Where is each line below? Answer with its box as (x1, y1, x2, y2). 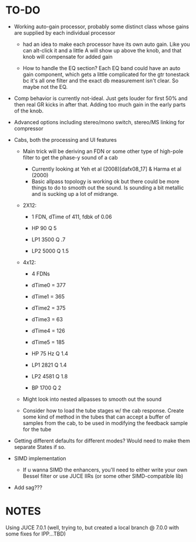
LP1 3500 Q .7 (31, 236, 66, 243)
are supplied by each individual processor (13, 29, 116, 36)
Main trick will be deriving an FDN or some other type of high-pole (22, 148, 184, 155)
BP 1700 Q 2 (31, 384, 62, 391)
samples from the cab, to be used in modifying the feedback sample (22, 419, 188, 427)
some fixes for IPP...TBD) (5, 530, 66, 537)
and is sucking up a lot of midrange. (31, 190, 119, 197)
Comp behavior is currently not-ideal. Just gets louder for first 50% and (13, 95, 188, 102)
